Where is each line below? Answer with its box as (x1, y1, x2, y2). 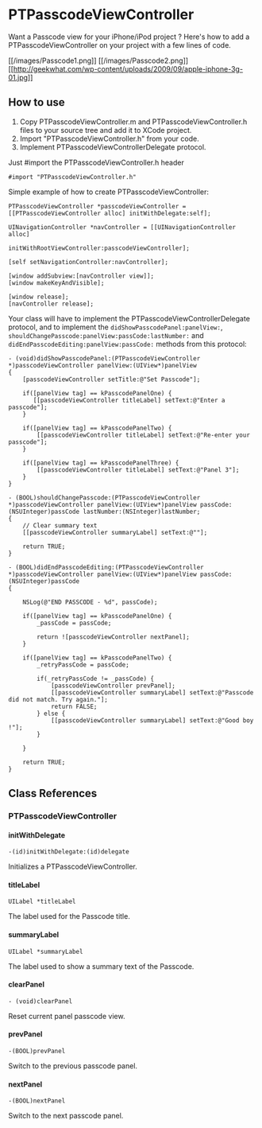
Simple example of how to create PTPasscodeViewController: (8, 187, 209, 196)
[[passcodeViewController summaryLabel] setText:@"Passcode (50, 688, 254, 697)
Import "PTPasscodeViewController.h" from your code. (19, 134, 200, 143)
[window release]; (8, 293, 69, 301)
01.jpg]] (8, 72, 33, 82)
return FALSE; (50, 702, 98, 710)
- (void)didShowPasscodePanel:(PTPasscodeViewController (8, 354, 201, 363)
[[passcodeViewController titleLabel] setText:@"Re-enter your (37, 431, 250, 439)
